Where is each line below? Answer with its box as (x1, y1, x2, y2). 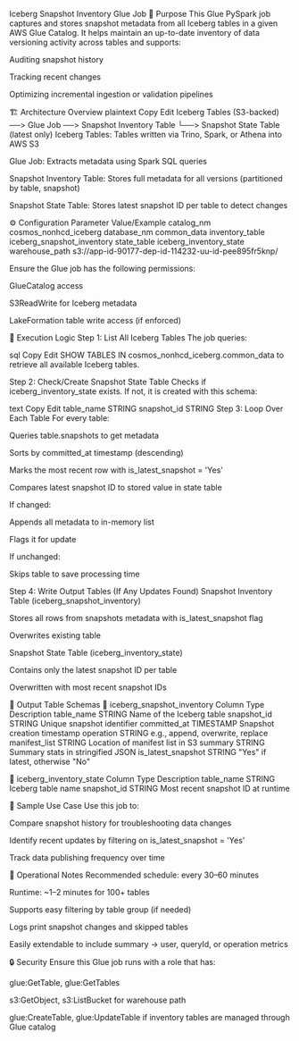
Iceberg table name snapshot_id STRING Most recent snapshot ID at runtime (9, 783, 290, 793)
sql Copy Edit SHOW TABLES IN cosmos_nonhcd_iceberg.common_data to (9, 349, 284, 360)
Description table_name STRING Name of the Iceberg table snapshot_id (9, 709, 272, 719)
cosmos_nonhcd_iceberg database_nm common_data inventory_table (9, 227, 266, 237)
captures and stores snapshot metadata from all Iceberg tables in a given (9, 18, 278, 29)
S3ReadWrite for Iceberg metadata (9, 298, 137, 308)
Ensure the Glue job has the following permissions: (9, 264, 196, 273)
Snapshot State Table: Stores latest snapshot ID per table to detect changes (9, 200, 288, 210)
